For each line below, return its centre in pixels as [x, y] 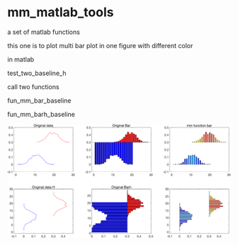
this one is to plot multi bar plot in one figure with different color [100, 45]
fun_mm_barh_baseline [41, 114]
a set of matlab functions [44, 32]
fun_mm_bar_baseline [40, 101]
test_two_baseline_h [37, 73]
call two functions [33, 86]
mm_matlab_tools [61, 12]
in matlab [21, 59]
